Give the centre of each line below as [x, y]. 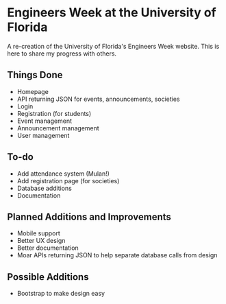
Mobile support [38, 233]
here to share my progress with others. [62, 54]
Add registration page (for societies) [68, 180]
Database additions [44, 188]
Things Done [35, 75]
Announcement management [58, 128]
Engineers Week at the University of [112, 13]
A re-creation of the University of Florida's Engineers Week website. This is [113, 46]
